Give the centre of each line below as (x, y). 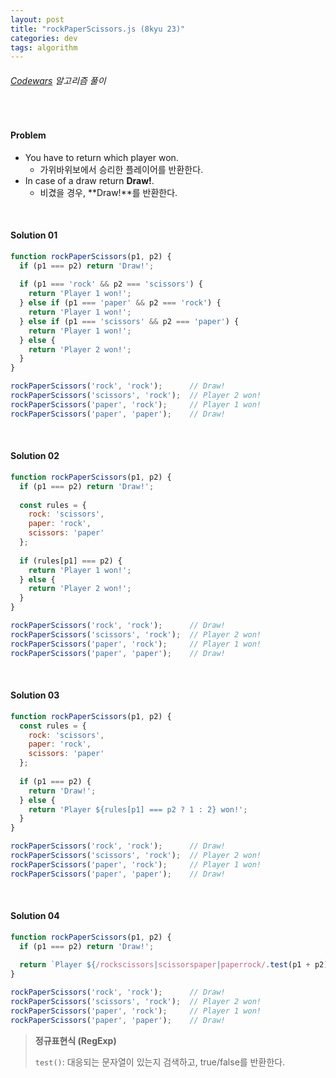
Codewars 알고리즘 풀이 (58, 80)
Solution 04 (35, 916)
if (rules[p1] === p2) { (71, 561)
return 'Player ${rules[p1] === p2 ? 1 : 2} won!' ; (138, 809)
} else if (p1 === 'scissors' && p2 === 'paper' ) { (129, 321)
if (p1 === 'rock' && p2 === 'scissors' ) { (111, 284)
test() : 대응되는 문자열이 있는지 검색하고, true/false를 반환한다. (160, 1062)
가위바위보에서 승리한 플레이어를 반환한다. (121, 169)
